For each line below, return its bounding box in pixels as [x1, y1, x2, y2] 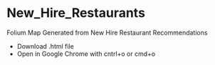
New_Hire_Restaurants [6, 5, 145, 21]
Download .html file [16, 42, 74, 50]
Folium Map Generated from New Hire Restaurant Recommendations [6, 28, 208, 37]
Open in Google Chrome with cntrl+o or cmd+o [16, 49, 156, 58]
